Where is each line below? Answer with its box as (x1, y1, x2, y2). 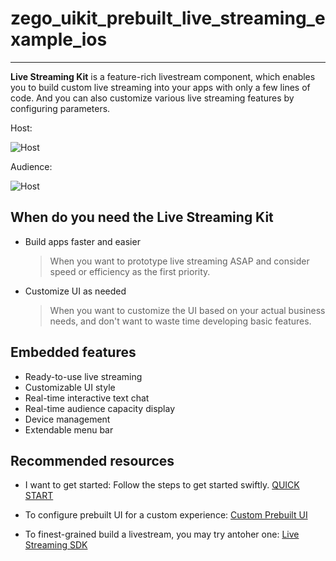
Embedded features (10, 344, 137, 361)
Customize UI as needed (24, 285, 127, 297)
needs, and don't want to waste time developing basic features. (49, 315, 312, 327)
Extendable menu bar (24, 423, 114, 436)
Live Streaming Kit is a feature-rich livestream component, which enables (10, 70, 316, 82)
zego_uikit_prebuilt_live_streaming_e (10, 7, 326, 30)
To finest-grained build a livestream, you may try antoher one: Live (24, 528, 300, 541)
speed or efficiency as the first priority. (49, 265, 211, 277)
